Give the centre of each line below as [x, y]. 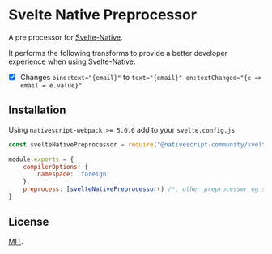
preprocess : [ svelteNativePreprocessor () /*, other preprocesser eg [141, 189]
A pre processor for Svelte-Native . [66, 37]
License [29, 222]
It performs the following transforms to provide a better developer [118, 53]
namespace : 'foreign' [74, 174]
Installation [37, 110]
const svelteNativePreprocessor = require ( [83, 144]
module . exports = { [41, 159]
